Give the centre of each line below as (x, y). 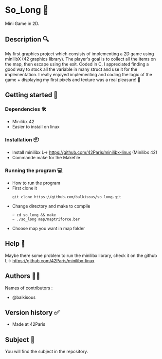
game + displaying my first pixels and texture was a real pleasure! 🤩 (73, 80)
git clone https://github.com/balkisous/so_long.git (67, 197)
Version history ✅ (32, 313)
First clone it (25, 188)
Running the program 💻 (34, 170)
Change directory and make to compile (51, 206)
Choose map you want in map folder (48, 229)
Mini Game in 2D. (22, 23)
